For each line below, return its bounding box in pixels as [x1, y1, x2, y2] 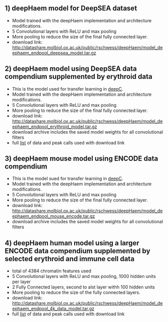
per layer [12, 278, 31, 285]
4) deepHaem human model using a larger [5, 238, 140, 247]
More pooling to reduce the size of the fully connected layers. [12, 290, 141, 296]
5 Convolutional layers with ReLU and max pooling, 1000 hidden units [12, 273, 156, 279]
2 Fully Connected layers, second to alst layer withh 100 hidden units [12, 284, 155, 290]
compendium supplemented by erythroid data [5, 72, 152, 81]
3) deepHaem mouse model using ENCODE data [5, 154, 158, 163]
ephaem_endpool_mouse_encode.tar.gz [12, 213, 95, 219]
